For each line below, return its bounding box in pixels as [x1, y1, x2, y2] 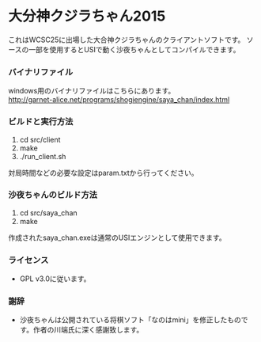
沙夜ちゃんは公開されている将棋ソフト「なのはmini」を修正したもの [19, 315, 241, 325]
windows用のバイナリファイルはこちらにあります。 [8, 86, 176, 96]
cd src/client [19, 135, 61, 144]
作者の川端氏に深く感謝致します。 [32, 325, 144, 335]
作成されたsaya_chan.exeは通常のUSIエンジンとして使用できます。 [8, 233, 227, 242]
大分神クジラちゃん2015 [8, 7, 166, 25]
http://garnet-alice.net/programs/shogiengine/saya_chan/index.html [8, 95, 230, 104]
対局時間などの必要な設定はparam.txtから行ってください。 [8, 168, 199, 177]
